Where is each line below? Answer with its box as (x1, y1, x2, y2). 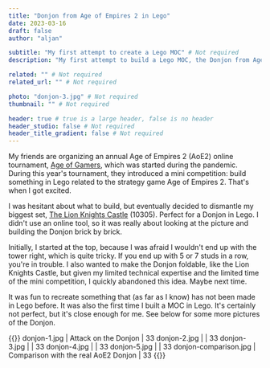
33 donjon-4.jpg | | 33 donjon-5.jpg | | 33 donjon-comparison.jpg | (35, 342, 256, 352)
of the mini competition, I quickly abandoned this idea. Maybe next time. (8, 276, 247, 286)
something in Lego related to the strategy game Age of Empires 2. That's (8, 178, 249, 187)
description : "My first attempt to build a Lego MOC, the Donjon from (8, 56, 250, 64)
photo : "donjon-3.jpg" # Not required (8, 92, 138, 100)
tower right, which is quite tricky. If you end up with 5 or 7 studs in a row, (8, 251, 249, 261)
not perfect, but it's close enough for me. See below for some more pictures (8, 309, 260, 319)
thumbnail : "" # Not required (8, 100, 110, 108)
